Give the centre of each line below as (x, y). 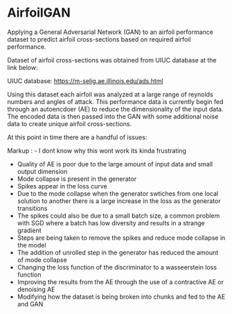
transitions (32, 208)
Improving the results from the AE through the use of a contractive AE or (120, 281)
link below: (23, 67)
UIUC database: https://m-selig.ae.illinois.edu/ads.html (86, 80)
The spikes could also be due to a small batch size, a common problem (118, 216)
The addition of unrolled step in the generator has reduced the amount (118, 252)
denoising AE (36, 289)
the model (32, 245)
